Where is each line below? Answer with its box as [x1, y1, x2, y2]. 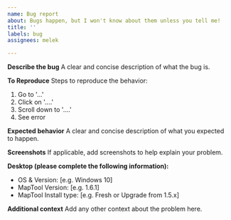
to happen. [7, 135, 39, 143]
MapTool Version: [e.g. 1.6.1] [17, 183, 100, 192]
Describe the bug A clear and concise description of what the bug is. [7, 63, 210, 71]
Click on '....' [17, 98, 54, 107]
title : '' [7, 23, 37, 31]
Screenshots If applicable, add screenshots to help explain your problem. [7, 148, 223, 157]
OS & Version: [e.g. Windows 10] [17, 176, 113, 184]
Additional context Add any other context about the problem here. [7, 204, 203, 214]
